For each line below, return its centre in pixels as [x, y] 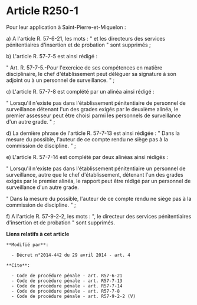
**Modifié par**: [27, 245]
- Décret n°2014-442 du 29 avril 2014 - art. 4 [71, 255]
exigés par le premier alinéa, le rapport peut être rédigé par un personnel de [98, 181]
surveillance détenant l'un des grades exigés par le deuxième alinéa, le [92, 109]
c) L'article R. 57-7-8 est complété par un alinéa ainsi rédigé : [80, 91]
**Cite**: [18, 265]
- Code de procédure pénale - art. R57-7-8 [65, 291]
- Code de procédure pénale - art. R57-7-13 [67, 281]
